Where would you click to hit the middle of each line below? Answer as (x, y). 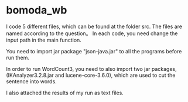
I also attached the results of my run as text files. (65, 93)
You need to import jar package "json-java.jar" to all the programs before (94, 51)
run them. (18, 57)
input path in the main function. (44, 40)
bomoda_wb (37, 10)
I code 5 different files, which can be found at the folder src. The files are (94, 26)
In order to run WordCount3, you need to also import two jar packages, (91, 69)
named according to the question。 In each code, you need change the (92, 33)
